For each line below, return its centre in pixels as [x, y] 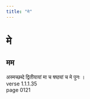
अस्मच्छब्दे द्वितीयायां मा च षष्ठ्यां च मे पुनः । [46, 77]
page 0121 [19, 90]
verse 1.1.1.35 [21, 84]
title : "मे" [19, 11]
